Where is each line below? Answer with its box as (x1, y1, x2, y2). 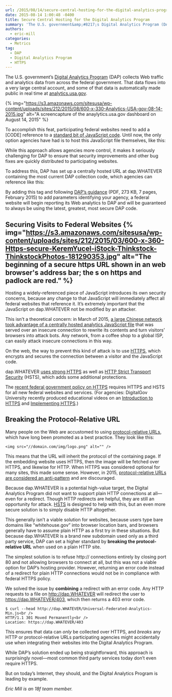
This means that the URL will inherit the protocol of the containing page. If (5, 453, 161, 459)
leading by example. (5, 675, 48, 682)
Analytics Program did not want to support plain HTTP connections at (5, 490, 152, 496)
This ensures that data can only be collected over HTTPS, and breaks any (5, 628, 161, 634)
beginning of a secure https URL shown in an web (5, 260, 166, 269)
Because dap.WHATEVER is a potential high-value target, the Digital (5, 485, 148, 491)
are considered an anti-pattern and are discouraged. (5, 475, 116, 481)
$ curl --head (5, 606, 36, 611)
